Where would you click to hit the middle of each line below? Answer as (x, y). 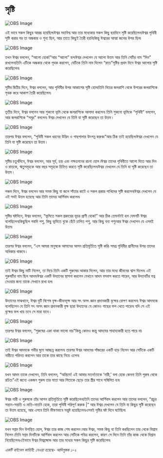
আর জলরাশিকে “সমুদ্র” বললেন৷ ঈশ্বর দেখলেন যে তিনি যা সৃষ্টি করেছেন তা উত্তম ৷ (59, 117)
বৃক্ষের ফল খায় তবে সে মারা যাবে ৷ (28, 311)
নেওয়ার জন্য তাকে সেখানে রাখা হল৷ (29, 282)
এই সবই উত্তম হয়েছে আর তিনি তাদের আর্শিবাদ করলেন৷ (43, 196)
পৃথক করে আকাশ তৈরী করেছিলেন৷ (28, 93)
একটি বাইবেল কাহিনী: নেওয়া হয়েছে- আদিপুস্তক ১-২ (41, 450)
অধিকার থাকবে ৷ (16, 251)
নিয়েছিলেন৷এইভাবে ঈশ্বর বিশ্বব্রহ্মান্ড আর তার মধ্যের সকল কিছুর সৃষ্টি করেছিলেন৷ (58, 440)
